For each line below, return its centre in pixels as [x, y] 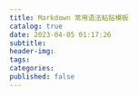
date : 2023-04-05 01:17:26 [60, 34]
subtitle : [28, 43]
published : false [42, 77]
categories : [32, 69]
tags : [20, 60]
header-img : [32, 52]
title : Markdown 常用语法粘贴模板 [69, 18]
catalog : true [36, 26]
